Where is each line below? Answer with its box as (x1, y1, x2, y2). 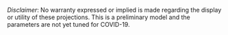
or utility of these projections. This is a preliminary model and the (7, 13, 190, 21)
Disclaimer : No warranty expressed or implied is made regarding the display (7, 6, 222, 14)
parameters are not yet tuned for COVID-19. (7, 21, 130, 28)
